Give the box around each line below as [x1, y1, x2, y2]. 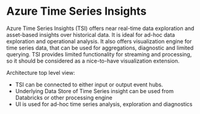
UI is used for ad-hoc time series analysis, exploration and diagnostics [15, 100, 193, 108]
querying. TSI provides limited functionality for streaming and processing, [6, 50, 192, 58]
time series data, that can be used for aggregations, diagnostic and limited [6, 44, 194, 51]
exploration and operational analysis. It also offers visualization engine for [6, 37, 192, 45]
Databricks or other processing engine [15, 94, 113, 101]
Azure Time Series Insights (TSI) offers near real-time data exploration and [6, 25, 194, 32]
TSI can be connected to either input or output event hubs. [15, 81, 163, 88]
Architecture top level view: [6, 69, 75, 76]
